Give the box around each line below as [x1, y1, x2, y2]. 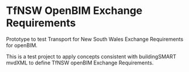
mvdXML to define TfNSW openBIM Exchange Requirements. [6, 59, 154, 66]
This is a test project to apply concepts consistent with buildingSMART [6, 53, 177, 60]
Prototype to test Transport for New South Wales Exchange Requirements [6, 35, 184, 42]
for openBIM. [6, 42, 38, 49]
